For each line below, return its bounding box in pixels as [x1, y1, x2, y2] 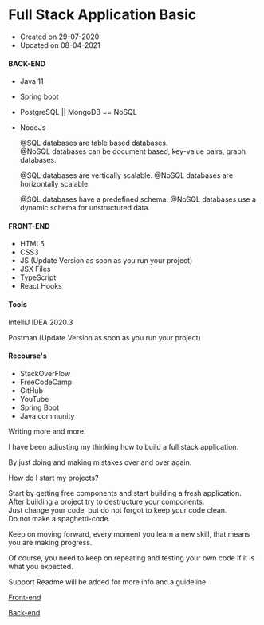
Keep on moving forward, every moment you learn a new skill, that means [8, 529, 250, 539]
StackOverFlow [19, 368, 71, 378]
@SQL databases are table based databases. [19, 138, 168, 148]
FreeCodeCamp [19, 377, 73, 387]
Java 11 [19, 77, 44, 86]
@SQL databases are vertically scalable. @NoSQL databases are [19, 171, 234, 180]
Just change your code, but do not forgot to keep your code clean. [8, 505, 227, 515]
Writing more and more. [8, 426, 86, 436]
